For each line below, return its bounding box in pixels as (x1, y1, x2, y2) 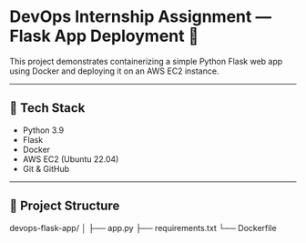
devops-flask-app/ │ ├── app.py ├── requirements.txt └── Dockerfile (9, 222, 277, 233)
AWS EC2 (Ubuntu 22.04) (22, 153, 119, 165)
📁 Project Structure (9, 198, 120, 214)
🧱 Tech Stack (9, 100, 86, 116)
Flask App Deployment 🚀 (9, 25, 199, 46)
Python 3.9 (22, 125, 65, 136)
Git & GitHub (22, 163, 70, 174)
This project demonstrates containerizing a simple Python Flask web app (9, 56, 283, 66)
